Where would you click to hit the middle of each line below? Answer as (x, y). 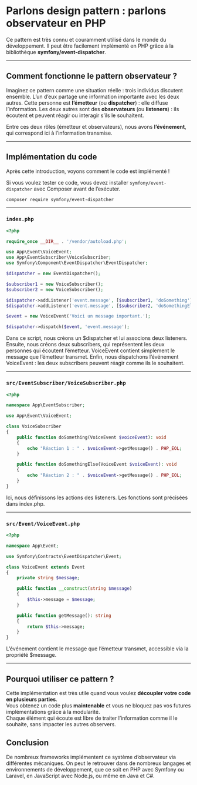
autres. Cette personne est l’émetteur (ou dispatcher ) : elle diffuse (87, 103)
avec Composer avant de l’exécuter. (77, 189)
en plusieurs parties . (32, 699)
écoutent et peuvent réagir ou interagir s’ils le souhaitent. (75, 115)
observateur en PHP (56, 23)
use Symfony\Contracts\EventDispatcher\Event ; (64, 556)
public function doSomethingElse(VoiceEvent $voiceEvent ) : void (97, 465)
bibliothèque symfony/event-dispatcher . (56, 52)
